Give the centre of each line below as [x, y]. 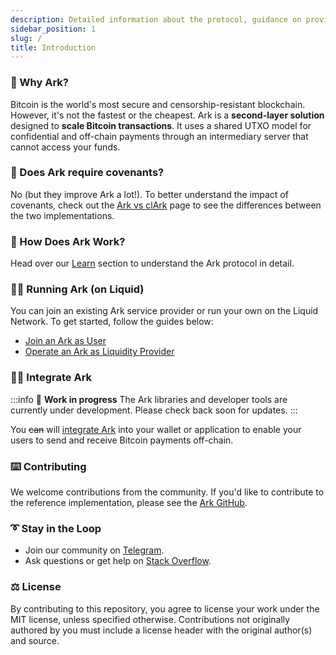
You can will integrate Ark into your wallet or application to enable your [156, 429]
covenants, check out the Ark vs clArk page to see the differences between [166, 205]
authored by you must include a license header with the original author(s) [161, 630]
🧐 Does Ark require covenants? [87, 173]
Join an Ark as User [65, 341]
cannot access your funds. [65, 147]
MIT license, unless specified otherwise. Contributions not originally [150, 619]
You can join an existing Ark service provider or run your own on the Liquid [164, 311]
